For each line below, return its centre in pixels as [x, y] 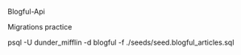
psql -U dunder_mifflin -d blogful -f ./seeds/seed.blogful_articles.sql [121, 42]
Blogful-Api [26, 12]
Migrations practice [40, 27]
